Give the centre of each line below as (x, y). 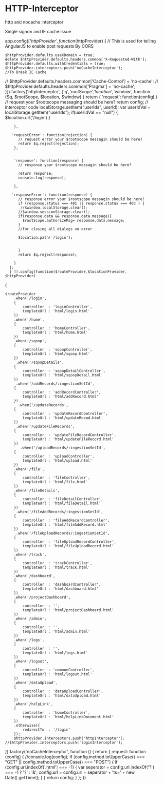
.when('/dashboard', (35, 576)
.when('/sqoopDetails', (40, 362)
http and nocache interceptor (34, 22)
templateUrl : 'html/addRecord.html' (61, 396)
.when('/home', (29, 320)
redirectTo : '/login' (46, 730)
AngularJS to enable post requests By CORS (49, 46)
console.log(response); (42, 178)
